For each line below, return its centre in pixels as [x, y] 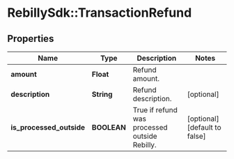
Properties [31, 39]
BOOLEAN [109, 127]
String [102, 94]
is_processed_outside [48, 127]
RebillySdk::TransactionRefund [100, 13]
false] [197, 136]
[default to [204, 127]
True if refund [155, 110]
